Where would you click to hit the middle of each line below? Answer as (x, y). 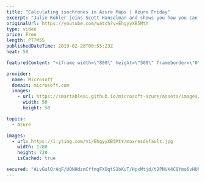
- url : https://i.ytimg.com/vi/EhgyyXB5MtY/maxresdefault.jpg (92, 141)
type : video (21, 29)
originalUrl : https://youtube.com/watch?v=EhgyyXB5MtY (77, 23)
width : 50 (35, 102)
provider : (19, 74)
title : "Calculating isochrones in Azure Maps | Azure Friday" (88, 12)
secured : (17, 169)
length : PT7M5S (26, 40)
